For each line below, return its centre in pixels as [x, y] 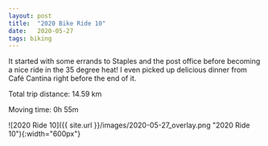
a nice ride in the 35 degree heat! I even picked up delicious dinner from [128, 70]
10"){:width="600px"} [45, 134]
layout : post [30, 16]
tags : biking [30, 38]
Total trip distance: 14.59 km [55, 94]
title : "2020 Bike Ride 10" [57, 23]
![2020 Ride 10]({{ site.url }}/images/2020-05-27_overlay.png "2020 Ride [129, 125]
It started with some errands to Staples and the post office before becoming [134, 61]
